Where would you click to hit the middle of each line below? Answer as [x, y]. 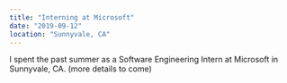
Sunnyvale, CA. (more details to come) [81, 69]
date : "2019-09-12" [46, 26]
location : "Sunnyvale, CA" [60, 34]
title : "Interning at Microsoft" [72, 17]
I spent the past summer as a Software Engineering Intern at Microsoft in [144, 60]
